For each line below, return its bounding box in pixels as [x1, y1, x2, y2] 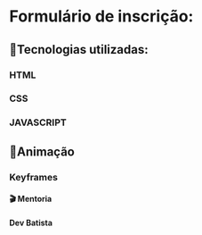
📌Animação [9, 144, 76, 159]
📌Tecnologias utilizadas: [9, 42, 149, 57]
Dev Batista [9, 217, 53, 228]
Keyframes [9, 171, 58, 183]
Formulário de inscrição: [9, 6, 194, 27]
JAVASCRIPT [9, 116, 67, 129]
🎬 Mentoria [9, 194, 53, 205]
